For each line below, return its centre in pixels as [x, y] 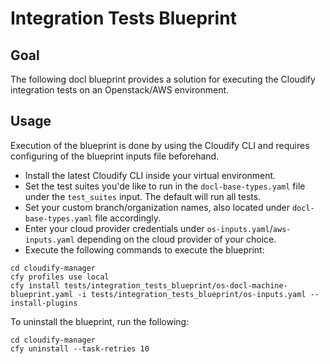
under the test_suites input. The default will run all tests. [143, 196]
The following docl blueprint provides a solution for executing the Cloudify [163, 79]
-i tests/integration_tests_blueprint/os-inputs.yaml [192, 294]
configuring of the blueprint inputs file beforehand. [115, 156]
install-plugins [44, 303]
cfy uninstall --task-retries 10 [80, 348]
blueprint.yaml [42, 294]
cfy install [35, 285]
